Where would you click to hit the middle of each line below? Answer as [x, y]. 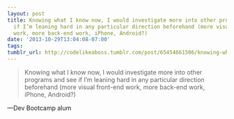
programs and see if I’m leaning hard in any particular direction [114, 79]
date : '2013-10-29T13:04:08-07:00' [59, 40]
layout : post [26, 14]
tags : [15, 46]
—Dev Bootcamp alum [39, 108]
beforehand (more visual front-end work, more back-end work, [115, 87]
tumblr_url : [24, 53]
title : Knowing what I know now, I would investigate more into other [112, 20]
